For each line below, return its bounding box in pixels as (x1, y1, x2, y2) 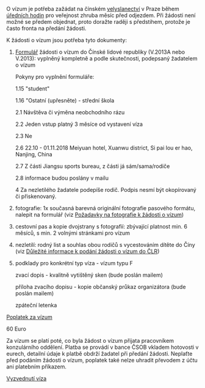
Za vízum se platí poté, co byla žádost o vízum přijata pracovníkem (6, 337, 174, 344)
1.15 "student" (15, 85, 50, 92)
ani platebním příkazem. (6, 363, 67, 370)
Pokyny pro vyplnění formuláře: (15, 73, 95, 80)
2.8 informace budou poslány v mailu (15, 174, 109, 181)
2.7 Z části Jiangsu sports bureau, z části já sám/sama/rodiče (15, 163, 170, 170)
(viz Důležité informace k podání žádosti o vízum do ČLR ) (15, 247, 160, 255)
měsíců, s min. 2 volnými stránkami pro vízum (15, 229, 130, 236)
